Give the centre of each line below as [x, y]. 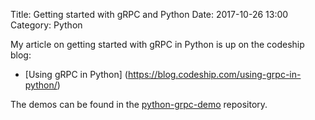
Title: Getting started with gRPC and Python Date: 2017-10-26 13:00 [149, 14]
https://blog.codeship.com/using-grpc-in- [214, 74]
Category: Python [46, 25]
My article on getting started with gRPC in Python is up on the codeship [157, 44]
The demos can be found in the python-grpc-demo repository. [139, 104]
